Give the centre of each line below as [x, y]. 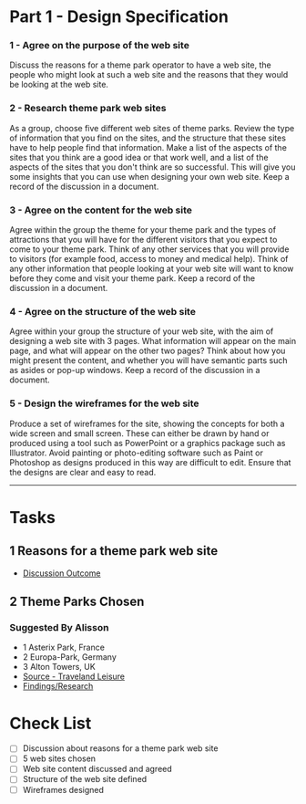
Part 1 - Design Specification [119, 17]
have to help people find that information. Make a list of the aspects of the [148, 147]
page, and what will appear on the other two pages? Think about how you [148, 351]
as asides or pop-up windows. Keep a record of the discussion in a [135, 371]
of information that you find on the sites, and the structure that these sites [148, 138]
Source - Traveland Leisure [74, 676]
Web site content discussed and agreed [97, 769]
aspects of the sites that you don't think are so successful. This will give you [153, 167]
